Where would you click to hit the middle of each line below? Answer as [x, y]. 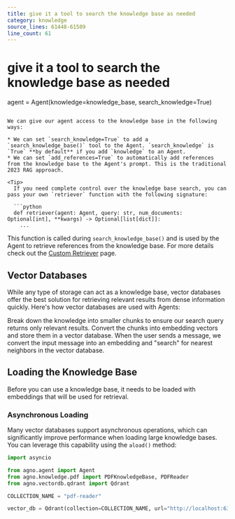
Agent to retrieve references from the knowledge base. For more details [111, 246]
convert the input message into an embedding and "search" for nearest [110, 343]
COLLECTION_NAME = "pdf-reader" [54, 496]
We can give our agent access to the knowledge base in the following [112, 121]
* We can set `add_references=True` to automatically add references [111, 158]
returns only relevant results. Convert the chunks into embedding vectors [113, 328]
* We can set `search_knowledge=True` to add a [78, 140]
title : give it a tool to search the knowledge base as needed [101, 14]
